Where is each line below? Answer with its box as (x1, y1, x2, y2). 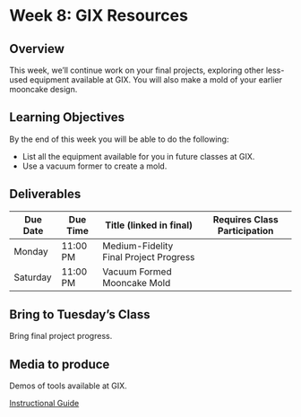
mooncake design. (9, 84, 78, 94)
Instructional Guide (9, 398, 80, 409)
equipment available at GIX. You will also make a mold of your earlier (30, 74, 283, 85)
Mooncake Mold (102, 276, 171, 289)
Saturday (13, 271, 52, 283)
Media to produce (9, 356, 110, 372)
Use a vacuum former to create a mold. (21, 161, 168, 171)
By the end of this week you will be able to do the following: (9, 134, 229, 144)
